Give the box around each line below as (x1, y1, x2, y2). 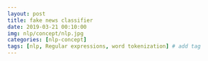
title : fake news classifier (7, 17, 93, 24)
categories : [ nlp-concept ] (7, 36, 87, 43)
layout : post (7, 10, 46, 18)
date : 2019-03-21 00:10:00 (7, 23, 87, 30)
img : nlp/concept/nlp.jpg (7, 29, 83, 37)
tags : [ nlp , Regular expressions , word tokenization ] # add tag (7, 43, 201, 50)
